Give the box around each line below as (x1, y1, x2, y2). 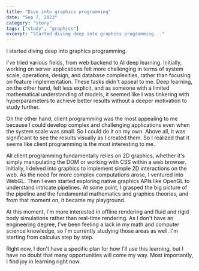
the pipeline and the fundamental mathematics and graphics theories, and (6, 190, 189, 197)
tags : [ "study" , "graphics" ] (6, 25, 79, 32)
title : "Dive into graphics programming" (6, 8, 111, 15)
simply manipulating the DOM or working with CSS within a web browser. (6, 159, 187, 166)
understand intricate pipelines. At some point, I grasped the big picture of (6, 184, 188, 191)
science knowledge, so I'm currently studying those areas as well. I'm (6, 227, 179, 235)
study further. (6, 103, 40, 111)
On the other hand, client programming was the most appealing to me (6, 115, 178, 123)
